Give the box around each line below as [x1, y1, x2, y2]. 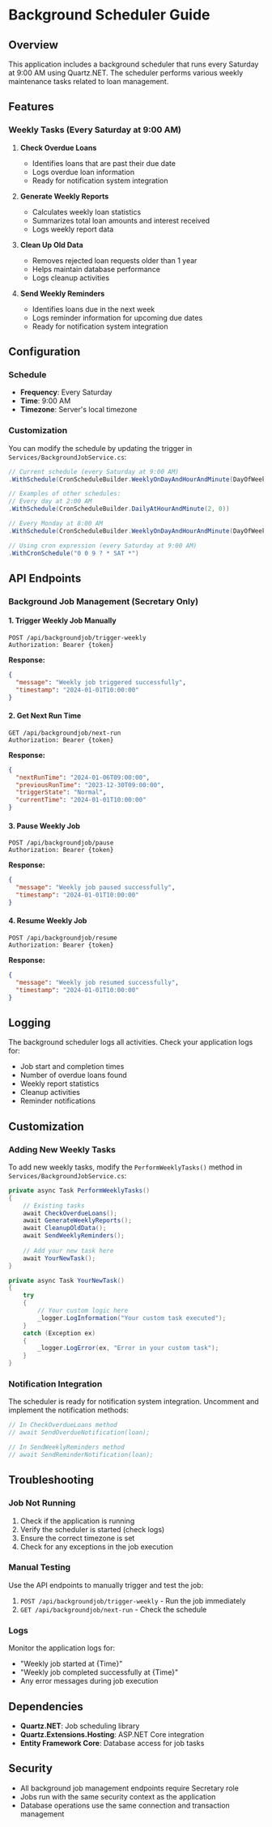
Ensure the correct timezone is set [19, 1533, 135, 1543]
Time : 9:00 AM [19, 396, 71, 406]
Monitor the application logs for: [8, 1643, 116, 1653]
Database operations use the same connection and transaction [19, 1800, 231, 1810]
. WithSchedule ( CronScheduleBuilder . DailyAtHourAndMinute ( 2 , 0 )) [8, 505, 230, 513]
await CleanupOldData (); [23, 1224, 107, 1233]
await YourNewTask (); [23, 1254, 96, 1263]
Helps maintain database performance [32, 264, 160, 274]
